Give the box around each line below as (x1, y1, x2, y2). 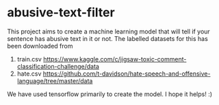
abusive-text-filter (7, 5, 115, 20)
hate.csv (16, 70, 42, 78)
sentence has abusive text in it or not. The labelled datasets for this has (7, 34, 209, 42)
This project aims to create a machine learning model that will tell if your (7, 27, 210, 35)
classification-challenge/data (16, 62, 99, 70)
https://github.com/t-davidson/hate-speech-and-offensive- (42, 70, 211, 78)
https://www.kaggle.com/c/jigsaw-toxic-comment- (43, 55, 187, 63)
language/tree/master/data (16, 76, 93, 85)
